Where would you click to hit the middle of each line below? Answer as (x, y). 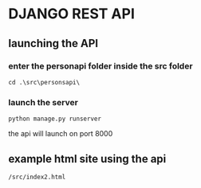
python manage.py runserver (55, 119)
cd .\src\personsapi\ (44, 82)
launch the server (43, 102)
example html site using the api (87, 159)
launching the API (53, 43)
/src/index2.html (37, 177)
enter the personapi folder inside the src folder (100, 66)
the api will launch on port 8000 (61, 134)
